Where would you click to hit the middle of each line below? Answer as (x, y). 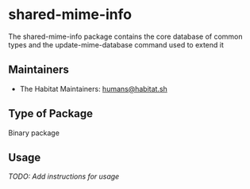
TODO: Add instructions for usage (64, 176)
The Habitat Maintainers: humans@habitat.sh (94, 89)
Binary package (34, 133)
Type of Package (51, 113)
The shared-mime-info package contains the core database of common (125, 36)
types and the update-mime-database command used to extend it (116, 44)
